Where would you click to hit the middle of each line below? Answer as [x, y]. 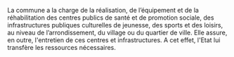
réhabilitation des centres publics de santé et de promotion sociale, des [111, 18]
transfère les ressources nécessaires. [61, 47]
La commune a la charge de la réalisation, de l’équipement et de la [103, 10]
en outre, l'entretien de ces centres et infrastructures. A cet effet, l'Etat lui [114, 40]
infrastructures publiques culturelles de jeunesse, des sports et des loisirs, [115, 25]
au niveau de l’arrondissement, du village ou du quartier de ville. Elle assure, [117, 32]
